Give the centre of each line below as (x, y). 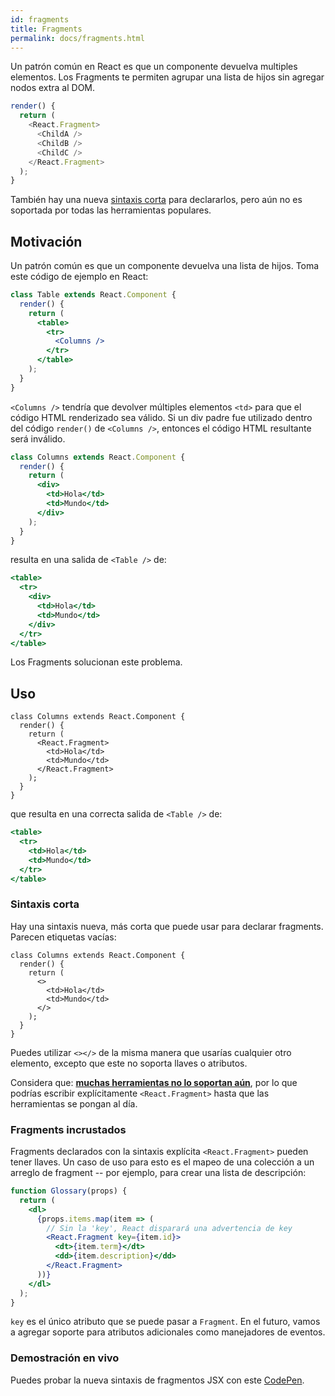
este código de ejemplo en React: (79, 277)
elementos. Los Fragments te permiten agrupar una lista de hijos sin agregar (167, 77)
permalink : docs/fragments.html (77, 38)
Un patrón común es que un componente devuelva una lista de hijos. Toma (165, 266)
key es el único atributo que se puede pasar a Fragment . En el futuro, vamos (165, 1322)
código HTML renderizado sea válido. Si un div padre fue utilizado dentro (161, 417)
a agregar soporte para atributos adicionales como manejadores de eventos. (168, 1332)
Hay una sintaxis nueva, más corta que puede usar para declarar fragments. (167, 926)
